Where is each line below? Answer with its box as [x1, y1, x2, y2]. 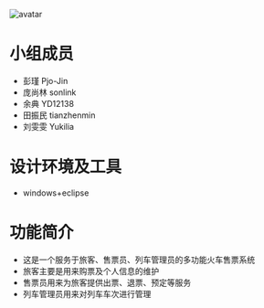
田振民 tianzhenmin [22, 110, 96, 121]
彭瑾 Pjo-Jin [22, 75, 69, 86]
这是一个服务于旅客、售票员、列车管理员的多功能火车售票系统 [22, 254, 256, 265]
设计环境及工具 [9, 156, 122, 177]
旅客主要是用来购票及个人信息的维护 [22, 265, 160, 276]
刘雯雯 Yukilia [22, 121, 75, 132]
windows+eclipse [22, 187, 90, 198]
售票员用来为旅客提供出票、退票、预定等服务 [22, 277, 192, 288]
